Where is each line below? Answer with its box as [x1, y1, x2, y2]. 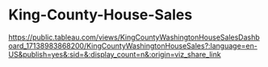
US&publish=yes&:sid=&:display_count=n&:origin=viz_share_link [8, 49, 221, 59]
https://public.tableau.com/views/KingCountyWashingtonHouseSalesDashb [8, 32, 260, 42]
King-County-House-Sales [8, 6, 193, 24]
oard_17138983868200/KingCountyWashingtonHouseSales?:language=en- [8, 40, 258, 50]
